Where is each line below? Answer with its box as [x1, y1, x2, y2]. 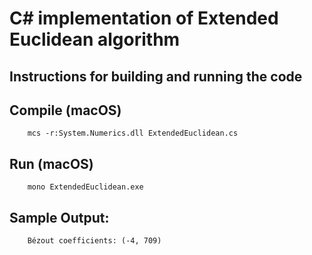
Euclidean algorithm [9, 28, 181, 51]
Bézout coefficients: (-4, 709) [27, 236, 162, 246]
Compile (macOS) [9, 102, 122, 119]
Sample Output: [9, 209, 110, 226]
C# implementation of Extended [9, 7, 279, 30]
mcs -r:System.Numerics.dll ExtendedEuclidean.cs [27, 128, 239, 139]
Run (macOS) [9, 155, 94, 172]
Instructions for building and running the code [9, 68, 303, 85]
